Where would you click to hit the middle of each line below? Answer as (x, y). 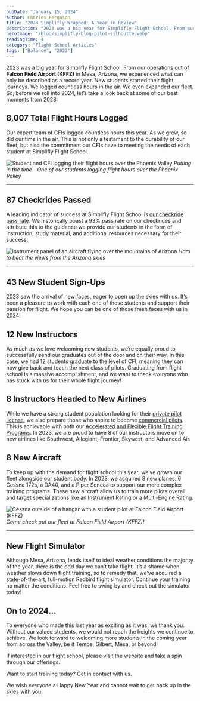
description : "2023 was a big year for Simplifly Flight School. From (96, 28)
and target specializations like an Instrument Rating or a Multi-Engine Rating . (100, 497)
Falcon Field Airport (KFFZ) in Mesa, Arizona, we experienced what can (95, 74)
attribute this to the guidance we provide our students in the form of (89, 227)
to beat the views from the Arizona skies (56, 258)
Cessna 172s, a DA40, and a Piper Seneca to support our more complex (94, 485)
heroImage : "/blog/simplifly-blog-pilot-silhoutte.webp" (78, 34)
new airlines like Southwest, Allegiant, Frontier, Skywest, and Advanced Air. (99, 439)
